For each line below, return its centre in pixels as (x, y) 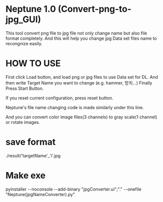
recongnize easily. (24, 43)
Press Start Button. (25, 88)
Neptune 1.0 (31, 9)
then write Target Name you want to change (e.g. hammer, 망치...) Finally (79, 83)
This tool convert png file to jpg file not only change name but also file (76, 33)
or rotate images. (23, 122)
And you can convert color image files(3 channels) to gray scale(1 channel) (81, 117)
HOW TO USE (33, 64)
